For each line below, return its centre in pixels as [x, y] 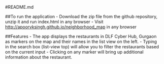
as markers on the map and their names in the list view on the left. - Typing [81, 42]
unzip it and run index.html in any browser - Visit [54, 22]
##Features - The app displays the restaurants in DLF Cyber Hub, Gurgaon [81, 36]
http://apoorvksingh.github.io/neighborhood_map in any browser [71, 27]
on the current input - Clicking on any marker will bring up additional [74, 52]
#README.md [19, 7]
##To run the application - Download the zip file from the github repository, [81, 16]
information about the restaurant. [39, 57]
